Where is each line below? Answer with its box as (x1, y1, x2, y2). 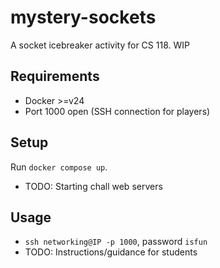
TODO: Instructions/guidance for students (24, 246, 198, 258)
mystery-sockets (10, 6, 157, 29)
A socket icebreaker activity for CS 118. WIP (10, 39, 190, 51)
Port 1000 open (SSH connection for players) (24, 105, 211, 117)
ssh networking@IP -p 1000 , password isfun (24, 236, 208, 248)
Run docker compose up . (10, 161, 108, 173)
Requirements (10, 68, 100, 85)
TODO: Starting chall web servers (24, 180, 163, 192)
